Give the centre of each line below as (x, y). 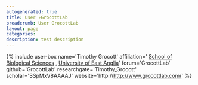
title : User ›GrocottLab (37, 17)
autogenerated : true (32, 12)
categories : (21, 34)
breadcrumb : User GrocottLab (42, 23)
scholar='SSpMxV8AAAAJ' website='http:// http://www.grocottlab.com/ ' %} (99, 76)
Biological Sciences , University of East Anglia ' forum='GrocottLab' (89, 63)
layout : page (22, 28)
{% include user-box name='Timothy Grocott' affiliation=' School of (89, 57)
